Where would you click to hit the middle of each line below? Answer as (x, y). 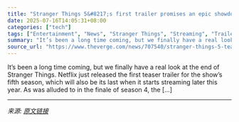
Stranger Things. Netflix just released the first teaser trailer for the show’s (115, 74)
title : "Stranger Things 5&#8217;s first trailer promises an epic (110, 14)
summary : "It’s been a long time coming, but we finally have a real (113, 40)
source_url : (25, 47)
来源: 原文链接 (28, 111)
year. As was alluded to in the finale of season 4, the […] (90, 90)
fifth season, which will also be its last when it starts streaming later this (113, 82)
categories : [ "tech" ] (39, 27)
